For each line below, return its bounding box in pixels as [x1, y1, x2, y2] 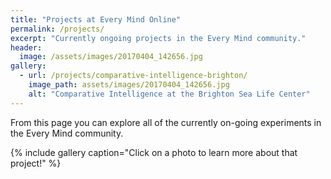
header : [10, 42, 43, 53]
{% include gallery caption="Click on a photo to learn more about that [10, 146, 298, 158]
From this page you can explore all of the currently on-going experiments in [10, 116, 322, 128]
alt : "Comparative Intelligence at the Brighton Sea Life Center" [28, 89, 311, 99]
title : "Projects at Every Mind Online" [10, 14, 182, 25]
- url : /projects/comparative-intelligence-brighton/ [19, 71, 248, 81]
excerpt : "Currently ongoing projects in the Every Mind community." [10, 33, 307, 43]
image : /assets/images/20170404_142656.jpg [19, 52, 203, 62]
